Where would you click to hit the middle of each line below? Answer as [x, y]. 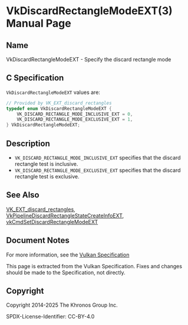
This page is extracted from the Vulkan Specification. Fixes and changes [94, 266]
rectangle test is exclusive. [47, 176]
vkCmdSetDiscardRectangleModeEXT [52, 222]
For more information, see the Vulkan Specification [68, 255]
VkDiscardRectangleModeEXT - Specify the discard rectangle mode [89, 59]
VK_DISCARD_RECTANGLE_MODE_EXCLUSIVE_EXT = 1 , [75, 119]
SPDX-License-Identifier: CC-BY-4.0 [50, 317]
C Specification [35, 78]
